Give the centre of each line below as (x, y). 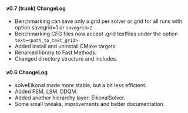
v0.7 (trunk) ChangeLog (36, 8)
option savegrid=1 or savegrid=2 (53, 28)
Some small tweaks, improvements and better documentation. (90, 104)
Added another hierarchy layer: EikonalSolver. (70, 98)
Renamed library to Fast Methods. (56, 52)
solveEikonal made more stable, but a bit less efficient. (80, 85)
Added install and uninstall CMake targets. (66, 46)
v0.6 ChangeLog (27, 72)
